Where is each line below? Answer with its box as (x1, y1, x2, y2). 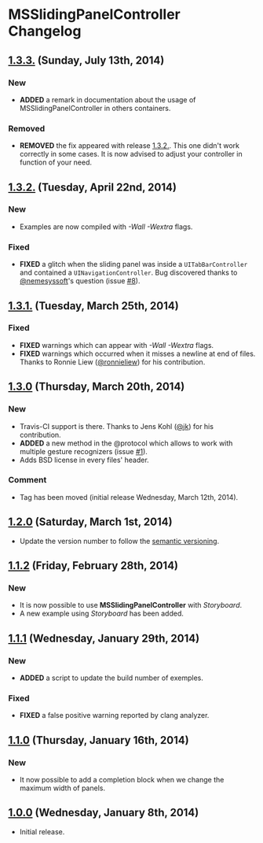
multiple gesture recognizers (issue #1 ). (19, 446, 148, 456)
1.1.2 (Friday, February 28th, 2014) (8, 559, 179, 572)
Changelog (8, 22, 82, 40)
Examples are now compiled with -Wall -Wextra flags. (19, 222, 193, 231)
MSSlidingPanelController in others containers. (19, 103, 171, 113)
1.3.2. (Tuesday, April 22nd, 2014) (8, 180, 177, 194)
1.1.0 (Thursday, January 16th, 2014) (8, 734, 190, 747)
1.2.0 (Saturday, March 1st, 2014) (8, 516, 173, 529)
